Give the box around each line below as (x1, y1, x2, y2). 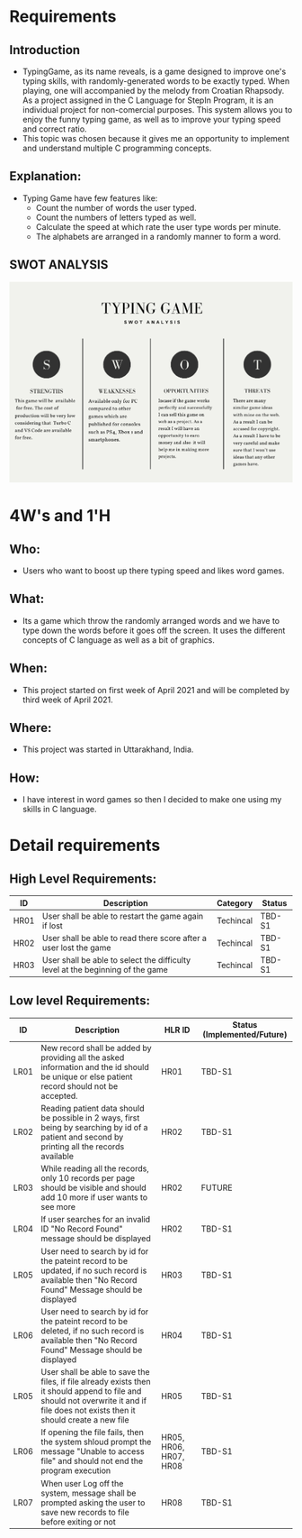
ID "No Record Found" (40, 1223, 123, 1234)
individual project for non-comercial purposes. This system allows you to (22, 105, 293, 114)
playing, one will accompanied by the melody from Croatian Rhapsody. (22, 86, 285, 96)
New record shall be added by (40, 1042, 152, 1053)
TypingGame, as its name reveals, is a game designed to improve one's (22, 66, 287, 77)
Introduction (9, 42, 81, 58)
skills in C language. (22, 804, 97, 815)
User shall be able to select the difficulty (41, 955, 191, 966)
